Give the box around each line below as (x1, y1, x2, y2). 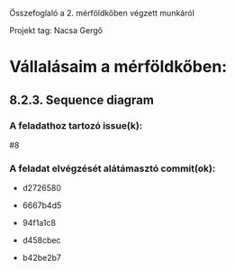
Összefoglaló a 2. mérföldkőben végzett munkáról (9, 8, 195, 18)
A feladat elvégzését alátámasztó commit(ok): (9, 162, 216, 175)
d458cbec (22, 235, 61, 246)
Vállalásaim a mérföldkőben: (9, 57, 228, 77)
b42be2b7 (22, 252, 61, 264)
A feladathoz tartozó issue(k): (9, 119, 143, 131)
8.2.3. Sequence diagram (9, 92, 155, 107)
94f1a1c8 (22, 218, 57, 229)
